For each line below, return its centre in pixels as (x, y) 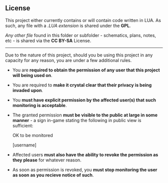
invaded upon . (28, 90)
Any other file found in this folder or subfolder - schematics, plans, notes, (81, 35)
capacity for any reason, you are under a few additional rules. (68, 60)
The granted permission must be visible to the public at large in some (85, 115)
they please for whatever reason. (47, 160)
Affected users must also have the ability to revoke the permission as (85, 154)
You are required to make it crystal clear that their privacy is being (82, 85)
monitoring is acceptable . (39, 105)
